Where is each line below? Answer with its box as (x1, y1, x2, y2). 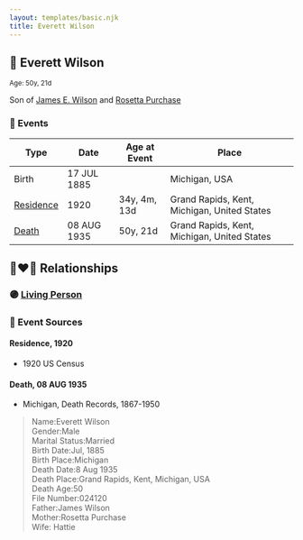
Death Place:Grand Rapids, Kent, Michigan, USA (31, 474, 210, 485)
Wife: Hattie (31, 522, 76, 533)
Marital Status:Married (31, 435, 115, 446)
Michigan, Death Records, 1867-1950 (22, 398, 161, 410)
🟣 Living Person (9, 288, 83, 300)
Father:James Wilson (31, 502, 111, 514)
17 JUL (67, 167, 99, 179)
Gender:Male (31, 426, 80, 437)
